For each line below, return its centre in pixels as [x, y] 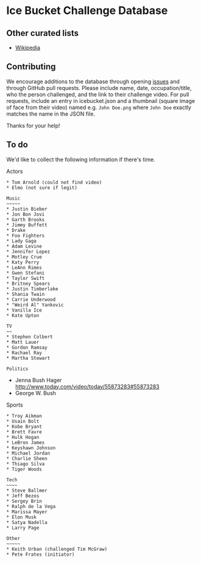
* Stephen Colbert [30, 337]
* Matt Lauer [23, 342]
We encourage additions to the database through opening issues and [93, 81]
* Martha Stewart [28, 358]
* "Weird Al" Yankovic [35, 305]
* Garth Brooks [26, 220]
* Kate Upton [23, 315]
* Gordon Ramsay [27, 348]
